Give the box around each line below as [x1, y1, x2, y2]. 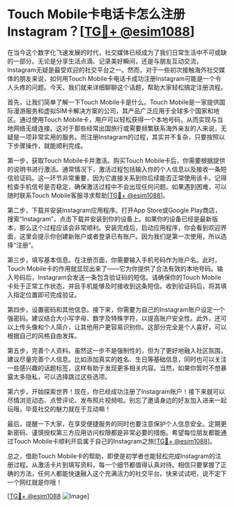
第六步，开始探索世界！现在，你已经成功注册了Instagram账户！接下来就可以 [7, 387, 225, 395]
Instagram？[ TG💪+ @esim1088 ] [7, 24, 195, 40]
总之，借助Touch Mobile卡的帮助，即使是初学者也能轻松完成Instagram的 [7, 451, 216, 460]
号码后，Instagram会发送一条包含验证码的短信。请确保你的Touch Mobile [13, 273, 221, 281]
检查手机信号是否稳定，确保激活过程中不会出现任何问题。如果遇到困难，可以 [7, 182, 227, 190]
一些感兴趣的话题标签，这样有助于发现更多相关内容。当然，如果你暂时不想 [7, 363, 221, 372]
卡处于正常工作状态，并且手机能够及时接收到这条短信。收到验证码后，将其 [7, 282, 221, 290]
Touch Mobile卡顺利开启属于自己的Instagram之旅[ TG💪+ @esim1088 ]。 [13, 437, 216, 445]
